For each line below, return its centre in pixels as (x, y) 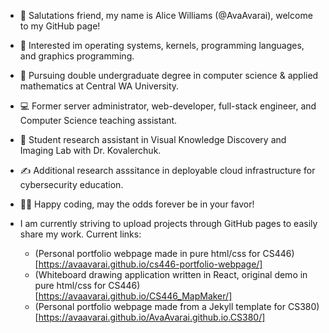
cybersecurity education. (71, 184)
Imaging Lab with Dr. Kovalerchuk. (90, 150)
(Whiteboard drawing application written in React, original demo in (171, 274)
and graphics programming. (77, 56)
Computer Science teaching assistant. (98, 120)
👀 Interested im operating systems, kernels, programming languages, (162, 45)
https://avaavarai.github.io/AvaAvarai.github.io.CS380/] (152, 317)
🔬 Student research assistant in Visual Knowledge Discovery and (153, 139)
